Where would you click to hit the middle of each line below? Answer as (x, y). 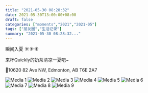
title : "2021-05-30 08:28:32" (38, 10)
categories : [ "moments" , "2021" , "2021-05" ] (51, 24)
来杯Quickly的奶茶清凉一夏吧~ (37, 60)
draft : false (19, 19)
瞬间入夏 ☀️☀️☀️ (22, 49)
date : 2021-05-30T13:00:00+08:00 (41, 15)
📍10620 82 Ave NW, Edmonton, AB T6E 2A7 (51, 70)
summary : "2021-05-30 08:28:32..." (43, 34)
